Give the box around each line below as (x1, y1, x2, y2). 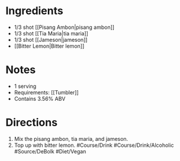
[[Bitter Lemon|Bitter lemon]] (14, 42, 85, 50)
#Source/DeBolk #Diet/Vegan (14, 147, 86, 155)
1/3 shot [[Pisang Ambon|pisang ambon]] (14, 24, 115, 31)
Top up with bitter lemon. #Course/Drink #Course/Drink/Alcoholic (14, 142, 174, 149)
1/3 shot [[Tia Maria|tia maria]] (14, 29, 88, 37)
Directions (5, 116, 57, 129)
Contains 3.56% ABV (14, 95, 66, 102)
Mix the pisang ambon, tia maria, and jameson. (14, 135, 128, 142)
